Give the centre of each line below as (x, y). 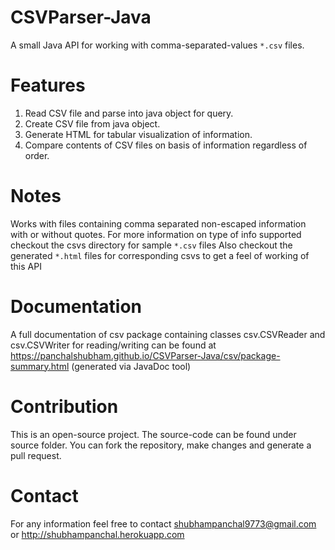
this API (26, 266)
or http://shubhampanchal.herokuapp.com (97, 534)
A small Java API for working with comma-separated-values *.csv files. (157, 45)
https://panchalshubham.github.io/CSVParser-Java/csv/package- (145, 355)
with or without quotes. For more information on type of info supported (156, 234)
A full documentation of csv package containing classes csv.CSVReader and (168, 334)
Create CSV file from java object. (92, 123)
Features (48, 85)
